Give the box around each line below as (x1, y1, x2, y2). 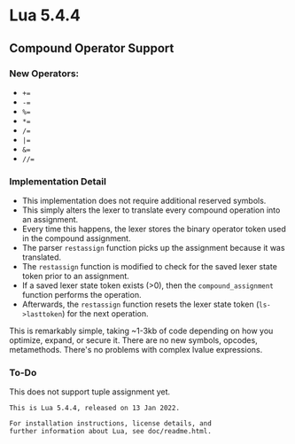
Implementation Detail (9, 175, 106, 187)
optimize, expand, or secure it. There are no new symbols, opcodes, (9, 335, 259, 346)
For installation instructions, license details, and (9, 419, 213, 428)
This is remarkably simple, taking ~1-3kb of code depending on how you (9, 325, 274, 337)
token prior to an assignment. (21, 271, 130, 282)
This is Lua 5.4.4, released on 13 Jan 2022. (9, 404, 180, 413)
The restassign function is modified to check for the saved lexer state (21, 261, 277, 272)
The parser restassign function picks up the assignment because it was (21, 243, 285, 253)
